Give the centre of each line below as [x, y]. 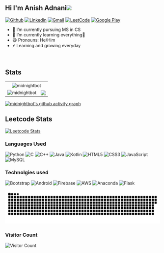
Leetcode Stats [29, 119]
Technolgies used [27, 173]
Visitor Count [21, 235]
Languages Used [26, 144]
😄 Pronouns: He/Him [34, 40]
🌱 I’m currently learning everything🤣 [49, 34]
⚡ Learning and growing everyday [46, 45]
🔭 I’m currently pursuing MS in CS [46, 30]
